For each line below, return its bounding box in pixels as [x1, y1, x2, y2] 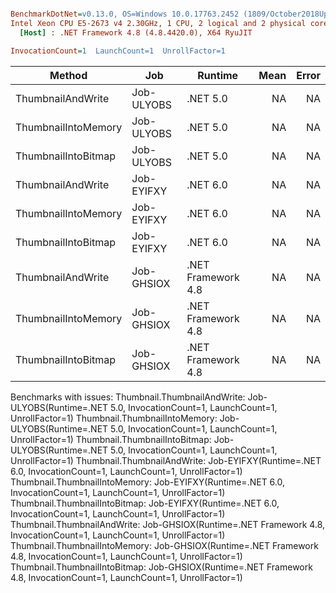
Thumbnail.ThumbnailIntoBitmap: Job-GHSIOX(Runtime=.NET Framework [10, 561, 313, 573]
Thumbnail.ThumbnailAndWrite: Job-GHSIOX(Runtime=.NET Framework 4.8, [10, 518, 326, 530]
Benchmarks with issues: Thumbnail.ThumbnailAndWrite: [10, 391, 246, 403]
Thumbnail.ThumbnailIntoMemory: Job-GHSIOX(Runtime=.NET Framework [10, 539, 319, 551]
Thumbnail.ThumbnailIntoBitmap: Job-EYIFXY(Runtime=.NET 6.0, [10, 497, 280, 509]
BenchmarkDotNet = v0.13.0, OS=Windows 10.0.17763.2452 [10, 9, 240, 19]
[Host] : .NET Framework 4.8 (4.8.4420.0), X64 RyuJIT [19, 27, 253, 38]
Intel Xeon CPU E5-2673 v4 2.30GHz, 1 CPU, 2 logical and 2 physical [10, 18, 307, 28]
